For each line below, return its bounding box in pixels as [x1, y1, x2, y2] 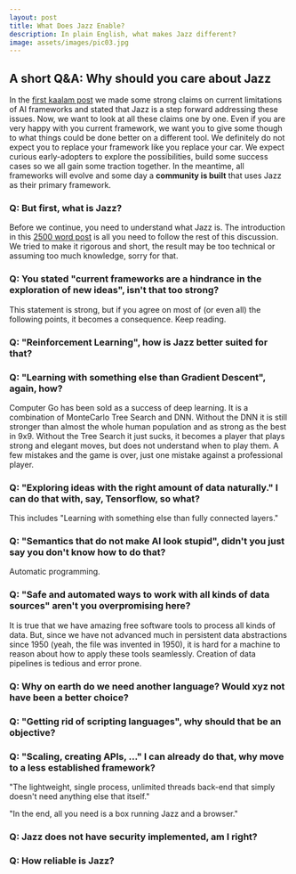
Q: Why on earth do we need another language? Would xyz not [9, 680, 285, 692]
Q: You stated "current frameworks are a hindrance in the [9, 273, 262, 285]
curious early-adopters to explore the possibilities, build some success [9, 151, 268, 162]
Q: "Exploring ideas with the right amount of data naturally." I [9, 481, 278, 494]
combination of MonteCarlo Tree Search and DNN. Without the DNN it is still [9, 412, 287, 422]
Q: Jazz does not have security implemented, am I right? [9, 830, 258, 843]
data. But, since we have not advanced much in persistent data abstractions [9, 629, 287, 640]
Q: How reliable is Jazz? [9, 854, 116, 867]
